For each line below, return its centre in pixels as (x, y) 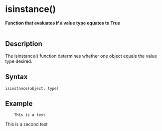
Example (19, 103)
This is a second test (26, 124)
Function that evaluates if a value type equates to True (63, 23)
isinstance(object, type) (32, 88)
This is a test (30, 115)
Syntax (16, 77)
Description (24, 44)
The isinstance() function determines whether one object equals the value (81, 56)
